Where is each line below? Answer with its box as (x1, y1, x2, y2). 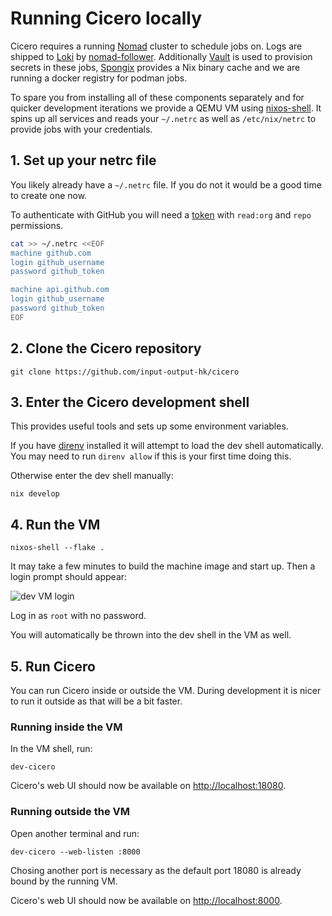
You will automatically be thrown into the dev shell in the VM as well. (10, 629, 292, 641)
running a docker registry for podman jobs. (10, 72, 188, 84)
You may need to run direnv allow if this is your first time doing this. (10, 450, 292, 462)
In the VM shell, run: (10, 743, 93, 755)
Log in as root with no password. (10, 610, 147, 622)
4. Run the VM (10, 516, 101, 533)
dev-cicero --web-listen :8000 (10, 847, 141, 857)
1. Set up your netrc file (10, 152, 157, 169)
